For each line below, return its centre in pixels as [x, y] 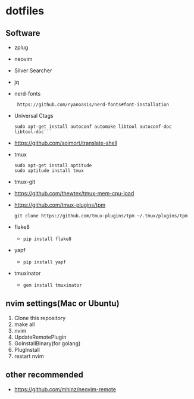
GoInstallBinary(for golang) [47, 343]
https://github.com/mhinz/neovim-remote [65, 389]
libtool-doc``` [33, 132]
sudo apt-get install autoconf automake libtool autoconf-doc [93, 127]
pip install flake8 [47, 239]
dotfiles [25, 11]
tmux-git [25, 182]
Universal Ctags [34, 116]
